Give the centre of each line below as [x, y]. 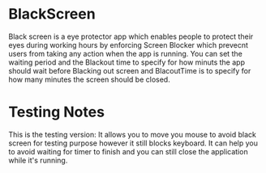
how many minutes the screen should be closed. [89, 79]
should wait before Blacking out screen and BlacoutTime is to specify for [130, 70]
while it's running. [38, 160]
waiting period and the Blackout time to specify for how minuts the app [127, 62]
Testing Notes [57, 112]
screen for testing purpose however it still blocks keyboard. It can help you [133, 143]
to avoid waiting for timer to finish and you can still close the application [129, 151]
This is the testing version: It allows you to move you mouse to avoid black [133, 134]
